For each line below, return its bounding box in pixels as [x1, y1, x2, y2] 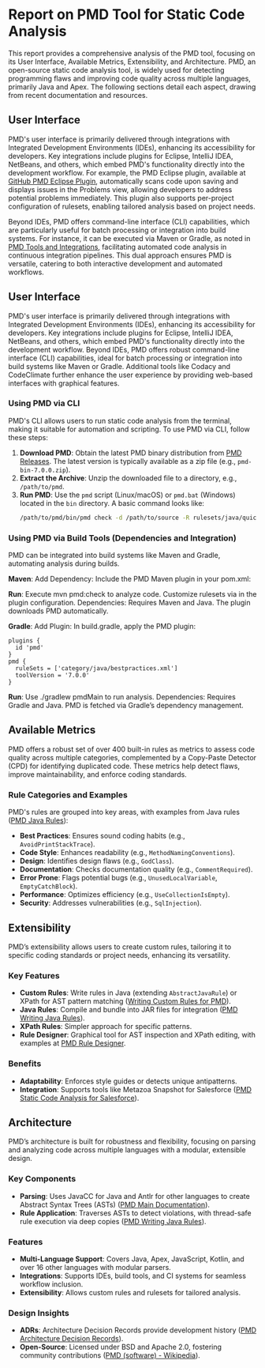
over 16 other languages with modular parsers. [19, 1262, 171, 1272]
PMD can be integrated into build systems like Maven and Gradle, [8, 551, 221, 560]
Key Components [8, 1174, 77, 1185]
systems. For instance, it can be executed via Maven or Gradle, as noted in [8, 233, 251, 243]
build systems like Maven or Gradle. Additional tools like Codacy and [8, 361, 231, 371]
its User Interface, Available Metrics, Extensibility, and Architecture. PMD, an [8, 57, 256, 66]
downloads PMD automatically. [8, 606, 109, 616]
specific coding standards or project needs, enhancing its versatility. [8, 950, 231, 959]
